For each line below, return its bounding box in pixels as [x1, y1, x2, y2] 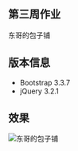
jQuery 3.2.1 [19, 86, 60, 96]
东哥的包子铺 [8, 30, 50, 40]
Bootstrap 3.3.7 [19, 77, 70, 87]
